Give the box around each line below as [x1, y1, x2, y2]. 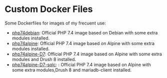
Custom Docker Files [4, 3, 93, 15]
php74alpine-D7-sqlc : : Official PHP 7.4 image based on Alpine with [11, 61, 151, 67]
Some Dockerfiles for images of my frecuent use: [4, 20, 106, 26]
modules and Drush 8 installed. [11, 56, 76, 62]
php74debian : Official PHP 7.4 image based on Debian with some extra [11, 29, 158, 35]
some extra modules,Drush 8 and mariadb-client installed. [11, 66, 132, 73]
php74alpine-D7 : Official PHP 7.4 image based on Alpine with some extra [11, 51, 162, 57]
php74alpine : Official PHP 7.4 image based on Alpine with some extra [11, 40, 154, 46]
